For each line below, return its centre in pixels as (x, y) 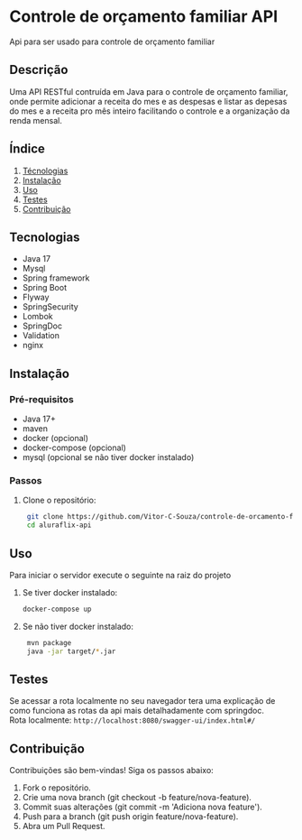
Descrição (39, 70)
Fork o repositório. (57, 788)
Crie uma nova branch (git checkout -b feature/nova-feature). (137, 798)
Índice (27, 149)
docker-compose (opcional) (74, 448)
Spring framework (56, 278)
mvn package (49, 642)
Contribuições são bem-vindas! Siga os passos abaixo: (111, 771)
